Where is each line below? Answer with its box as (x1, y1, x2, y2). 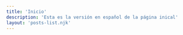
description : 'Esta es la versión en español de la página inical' (6, 14, 179, 20)
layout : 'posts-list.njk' (6, 20, 71, 26)
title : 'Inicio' (6, 8, 47, 15)
